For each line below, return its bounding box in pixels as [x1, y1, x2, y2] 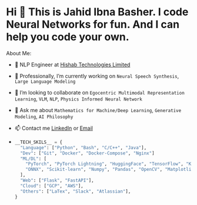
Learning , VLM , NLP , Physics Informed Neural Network [14, 95, 142, 102]
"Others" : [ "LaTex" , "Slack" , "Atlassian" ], [20, 188, 131, 194]
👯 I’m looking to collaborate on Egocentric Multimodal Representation [14, 89, 185, 96]
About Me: [6, 49, 32, 56]
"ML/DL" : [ [20, 156, 47, 162]
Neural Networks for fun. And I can [6, 18, 180, 31]
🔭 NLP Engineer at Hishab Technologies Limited [14, 61, 131, 68]
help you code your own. [6, 31, 129, 43]
